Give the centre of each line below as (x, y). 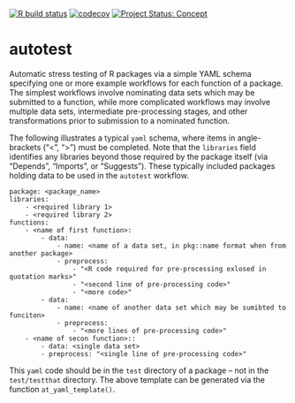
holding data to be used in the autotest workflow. (99, 175)
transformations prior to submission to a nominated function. (120, 120)
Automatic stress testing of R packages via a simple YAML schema (130, 73)
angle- (249, 138)
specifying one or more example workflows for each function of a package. (147, 83)
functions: (29, 222)
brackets (25, 147)
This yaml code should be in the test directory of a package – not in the (139, 370)
